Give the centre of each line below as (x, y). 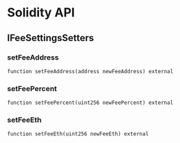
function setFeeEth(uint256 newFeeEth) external (78, 134)
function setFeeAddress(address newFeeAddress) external (90, 71)
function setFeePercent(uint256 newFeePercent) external (90, 103)
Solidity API (41, 13)
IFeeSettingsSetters (50, 38)
